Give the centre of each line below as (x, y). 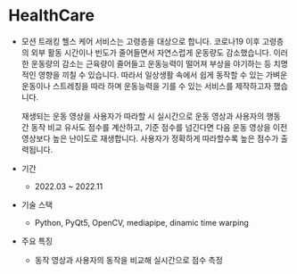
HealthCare (52, 16)
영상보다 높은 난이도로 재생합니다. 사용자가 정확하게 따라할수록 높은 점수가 (150, 138)
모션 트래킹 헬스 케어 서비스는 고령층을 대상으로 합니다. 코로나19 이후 (140, 41)
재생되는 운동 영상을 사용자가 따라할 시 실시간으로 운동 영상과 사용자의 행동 (151, 116)
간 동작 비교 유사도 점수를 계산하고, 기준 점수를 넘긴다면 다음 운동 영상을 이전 (154, 127)
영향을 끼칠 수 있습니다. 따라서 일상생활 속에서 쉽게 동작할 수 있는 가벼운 (163, 75)
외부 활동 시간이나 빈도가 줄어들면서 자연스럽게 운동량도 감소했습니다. (151, 52)
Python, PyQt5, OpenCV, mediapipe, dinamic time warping (141, 222)
